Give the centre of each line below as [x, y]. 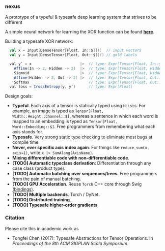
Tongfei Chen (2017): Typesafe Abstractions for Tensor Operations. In [82, 238]
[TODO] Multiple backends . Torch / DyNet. [56, 194]
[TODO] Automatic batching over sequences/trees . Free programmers [85, 174]
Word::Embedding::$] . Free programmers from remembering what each [84, 126]
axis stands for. [27, 132]
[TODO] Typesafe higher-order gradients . [55, 205]
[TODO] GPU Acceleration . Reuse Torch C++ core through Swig [77, 184]
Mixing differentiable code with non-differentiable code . [71, 158]
